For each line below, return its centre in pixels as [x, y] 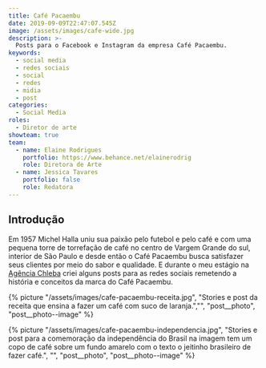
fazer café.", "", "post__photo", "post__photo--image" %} [102, 355]
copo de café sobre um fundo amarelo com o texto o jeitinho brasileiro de [129, 346]
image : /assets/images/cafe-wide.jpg [71, 30]
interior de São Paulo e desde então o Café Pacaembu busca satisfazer [126, 256]
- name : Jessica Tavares [57, 172]
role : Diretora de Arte [62, 165]
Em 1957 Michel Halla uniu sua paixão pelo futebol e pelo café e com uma [130, 239]
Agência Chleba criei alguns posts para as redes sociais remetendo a [123, 273]
